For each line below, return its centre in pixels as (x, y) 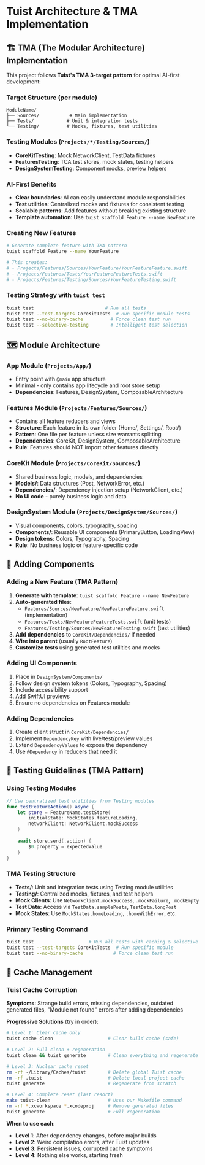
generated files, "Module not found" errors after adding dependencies (95, 1010)
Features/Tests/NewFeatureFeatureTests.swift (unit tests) (98, 621)
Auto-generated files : (43, 602)
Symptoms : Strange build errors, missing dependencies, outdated (90, 1003)
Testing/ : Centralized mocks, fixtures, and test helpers (84, 894)
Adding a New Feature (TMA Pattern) (62, 582)
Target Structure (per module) (52, 98)
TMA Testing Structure (41, 874)
